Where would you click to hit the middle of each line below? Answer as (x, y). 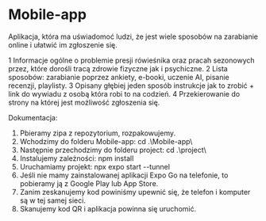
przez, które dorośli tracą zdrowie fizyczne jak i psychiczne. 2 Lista (118, 68)
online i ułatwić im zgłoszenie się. (63, 44)
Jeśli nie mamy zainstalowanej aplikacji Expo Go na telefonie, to (124, 175)
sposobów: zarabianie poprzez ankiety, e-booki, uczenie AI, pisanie (119, 77)
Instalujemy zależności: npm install (77, 158)
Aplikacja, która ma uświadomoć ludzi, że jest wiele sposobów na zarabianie (133, 36)
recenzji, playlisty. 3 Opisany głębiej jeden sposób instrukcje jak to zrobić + (131, 86)
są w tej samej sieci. (52, 200)
